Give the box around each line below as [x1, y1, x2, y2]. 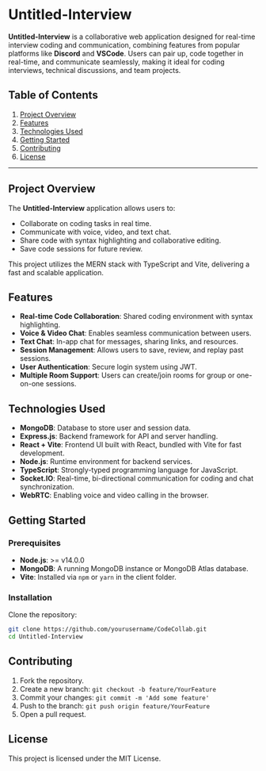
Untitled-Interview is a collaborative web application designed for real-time [8, 32, 256, 41]
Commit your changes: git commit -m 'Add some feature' [19, 692, 210, 702]
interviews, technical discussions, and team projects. [8, 65, 181, 75]
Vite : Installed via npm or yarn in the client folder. [19, 572, 177, 581]
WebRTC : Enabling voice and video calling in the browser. [19, 490, 210, 501]
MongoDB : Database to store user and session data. [19, 423, 192, 433]
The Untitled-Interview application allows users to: [8, 203, 176, 213]
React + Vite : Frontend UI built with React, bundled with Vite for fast [19, 440, 242, 450]
